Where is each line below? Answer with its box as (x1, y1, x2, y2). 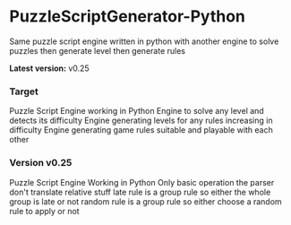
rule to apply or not (9, 205, 80, 216)
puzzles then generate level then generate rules (9, 45, 186, 56)
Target (9, 85, 39, 98)
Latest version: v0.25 (9, 63, 90, 74)
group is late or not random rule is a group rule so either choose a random (9, 195, 282, 207)
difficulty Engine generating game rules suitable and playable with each (9, 125, 273, 135)
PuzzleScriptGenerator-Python (9, 6, 246, 27)
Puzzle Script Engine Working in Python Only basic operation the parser (9, 177, 275, 187)
